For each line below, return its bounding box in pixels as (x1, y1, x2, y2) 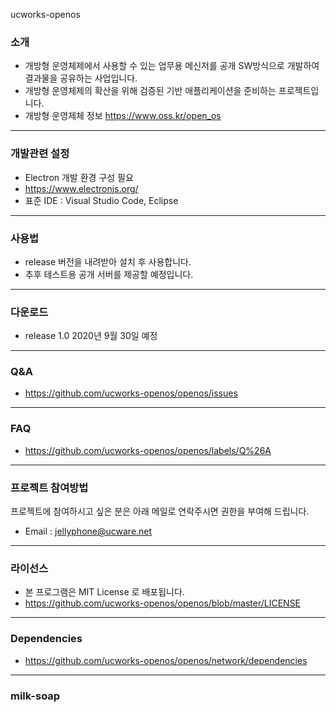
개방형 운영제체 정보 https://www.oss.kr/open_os (24, 110, 222, 122)
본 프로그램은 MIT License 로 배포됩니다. (24, 586, 185, 598)
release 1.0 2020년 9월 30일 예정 (24, 330, 158, 342)
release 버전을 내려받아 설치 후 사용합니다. (24, 255, 192, 268)
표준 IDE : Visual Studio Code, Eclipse (24, 194, 179, 206)
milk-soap (10, 689, 61, 703)
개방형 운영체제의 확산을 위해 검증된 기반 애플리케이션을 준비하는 (24, 85, 277, 97)
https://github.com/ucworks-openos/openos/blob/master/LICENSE (24, 597, 302, 609)
